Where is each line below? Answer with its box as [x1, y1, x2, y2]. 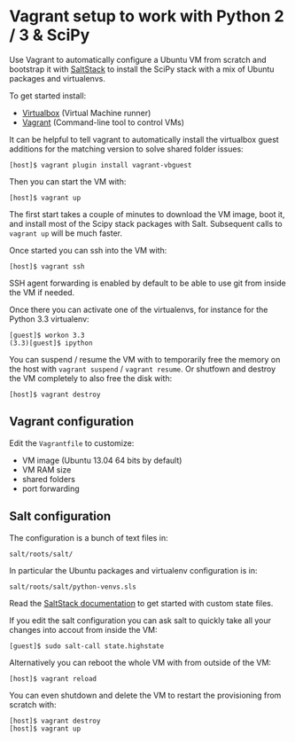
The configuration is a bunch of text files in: [9, 532, 168, 543]
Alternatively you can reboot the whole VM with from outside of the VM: [9, 657, 272, 668]
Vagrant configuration [9, 414, 135, 429]
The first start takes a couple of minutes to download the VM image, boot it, [9, 208, 285, 219]
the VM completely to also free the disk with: [9, 372, 173, 383]
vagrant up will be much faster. [9, 228, 122, 238]
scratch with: [9, 699, 57, 710]
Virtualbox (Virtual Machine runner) [21, 107, 151, 118]
